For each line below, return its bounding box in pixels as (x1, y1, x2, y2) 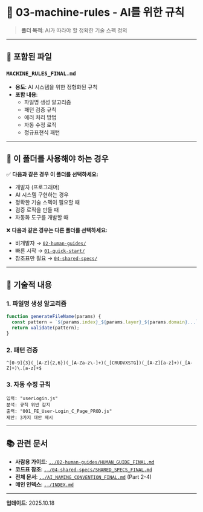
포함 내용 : (14, 91, 38, 98)
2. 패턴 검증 (6, 346, 38, 354)
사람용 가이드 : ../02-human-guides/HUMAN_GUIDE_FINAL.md (14, 458, 155, 465)
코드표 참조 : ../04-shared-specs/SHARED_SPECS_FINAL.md (14, 466, 152, 473)
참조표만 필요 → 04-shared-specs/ (14, 254, 98, 262)
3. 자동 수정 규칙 (6, 380, 51, 389)
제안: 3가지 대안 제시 (6, 415, 53, 421)
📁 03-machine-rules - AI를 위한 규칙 (6, 5, 185, 19)
